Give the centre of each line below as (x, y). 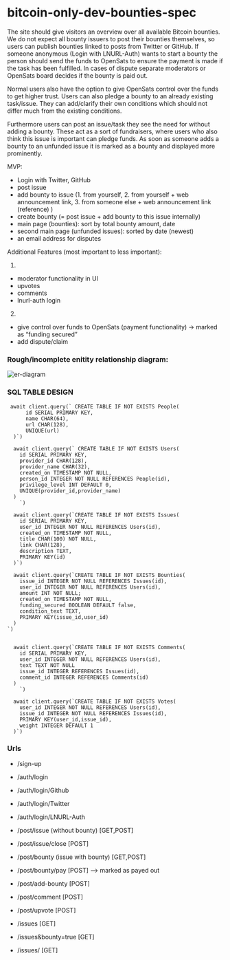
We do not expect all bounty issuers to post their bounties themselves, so (111, 39)
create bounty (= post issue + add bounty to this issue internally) (109, 216)
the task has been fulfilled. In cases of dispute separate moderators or (106, 68)
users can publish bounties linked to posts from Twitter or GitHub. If (103, 46)
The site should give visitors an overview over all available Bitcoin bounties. (114, 32)
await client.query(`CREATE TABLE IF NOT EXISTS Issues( (96, 515)
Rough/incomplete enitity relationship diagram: (88, 359)
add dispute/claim (43, 341)
